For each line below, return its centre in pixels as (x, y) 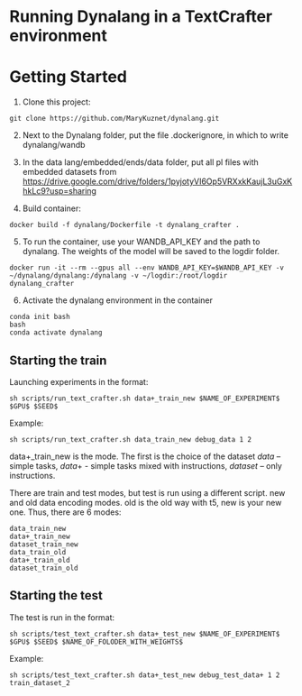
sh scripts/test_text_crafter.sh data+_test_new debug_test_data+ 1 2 (145, 675)
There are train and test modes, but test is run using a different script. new (147, 492)
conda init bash (40, 317)
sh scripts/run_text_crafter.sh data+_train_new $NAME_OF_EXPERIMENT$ (145, 398)
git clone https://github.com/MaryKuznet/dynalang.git (114, 119)
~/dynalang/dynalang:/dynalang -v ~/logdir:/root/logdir (119, 276)
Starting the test (56, 595)
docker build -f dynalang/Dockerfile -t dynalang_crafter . (125, 225)
